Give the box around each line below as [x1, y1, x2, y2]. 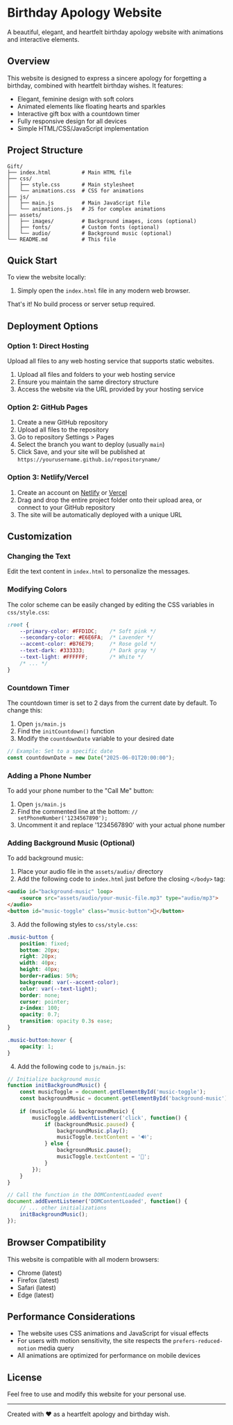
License [7, 1371, 42, 1383]
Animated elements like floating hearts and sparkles [17, 102, 166, 111]
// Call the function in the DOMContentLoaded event [7, 1191, 163, 1198]
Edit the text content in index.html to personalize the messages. [7, 567, 191, 576]
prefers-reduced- [173, 1338, 223, 1345]
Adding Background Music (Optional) [7, 838, 135, 847]
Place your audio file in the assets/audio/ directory [17, 868, 163, 876]
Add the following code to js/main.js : [17, 1062, 126, 1070]
